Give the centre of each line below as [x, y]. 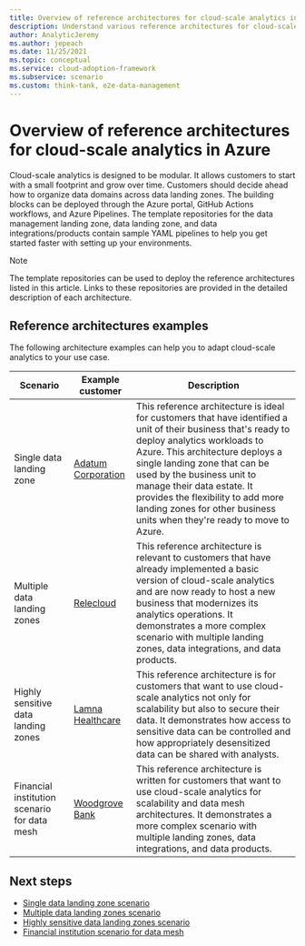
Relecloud [95, 603]
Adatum [90, 463]
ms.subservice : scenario [56, 77]
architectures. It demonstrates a [204, 815]
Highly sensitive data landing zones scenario [106, 922]
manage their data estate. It [194, 486]
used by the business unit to [196, 475]
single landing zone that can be [202, 463]
